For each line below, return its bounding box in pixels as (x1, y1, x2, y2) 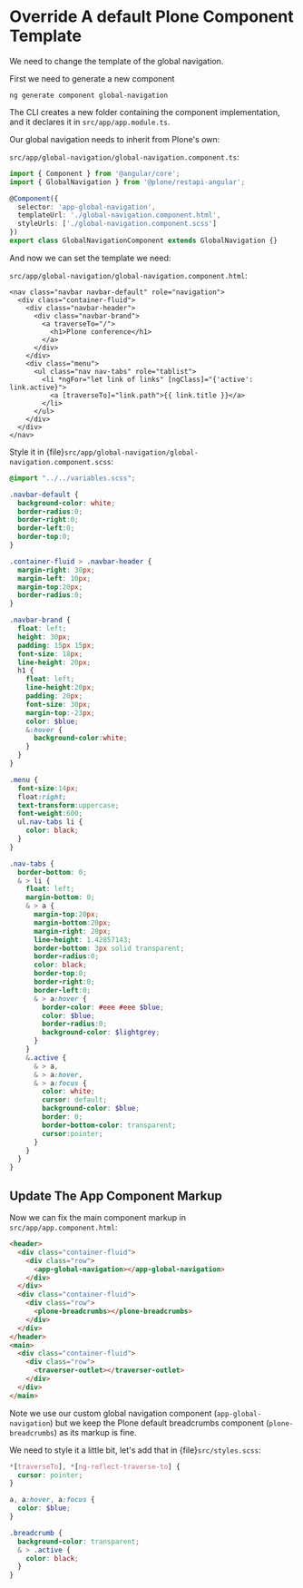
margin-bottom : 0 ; (25, 893, 95, 902)
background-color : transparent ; (17, 1536, 141, 1546)
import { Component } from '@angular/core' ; (9, 169, 181, 178)
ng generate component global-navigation (9, 91, 169, 100)
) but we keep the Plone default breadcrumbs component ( (49, 1417, 269, 1428)
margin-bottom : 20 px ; (33, 918, 112, 927)
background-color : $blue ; (42, 1104, 141, 1113)
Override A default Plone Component (9, 6, 294, 27)
